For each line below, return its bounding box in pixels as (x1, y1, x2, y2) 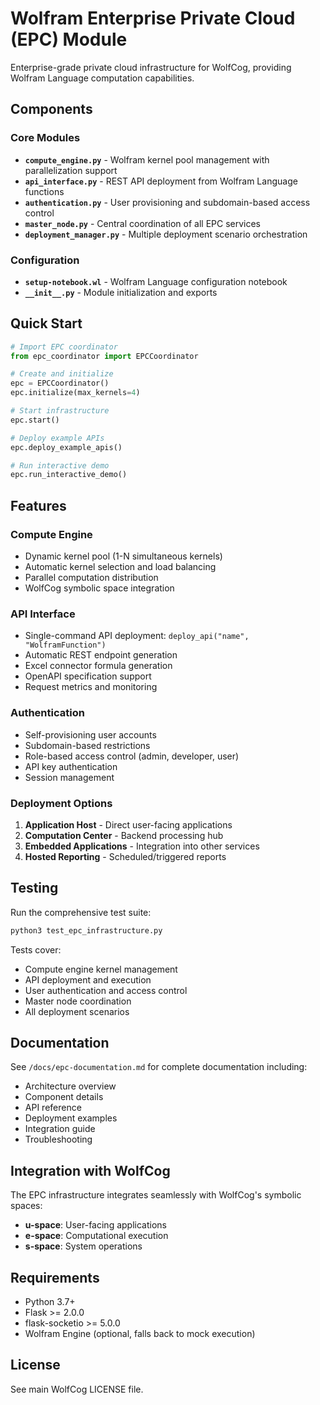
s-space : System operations (24, 1240, 143, 1252)
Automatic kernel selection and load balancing (24, 561, 217, 573)
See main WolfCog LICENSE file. (10, 1383, 144, 1395)
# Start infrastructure (10, 406, 110, 416)
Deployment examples (24, 1112, 118, 1124)
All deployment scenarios (24, 1005, 130, 1017)
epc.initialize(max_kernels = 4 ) (10, 388, 141, 398)
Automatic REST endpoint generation (24, 649, 178, 661)
